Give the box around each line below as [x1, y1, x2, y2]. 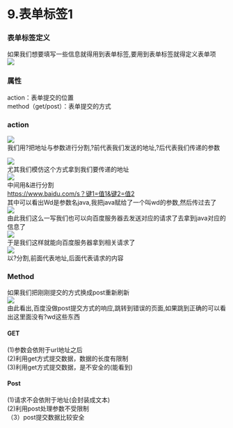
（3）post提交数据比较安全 [7, 413, 85, 421]
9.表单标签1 [7, 6, 73, 22]
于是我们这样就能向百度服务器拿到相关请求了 [7, 238, 136, 247]
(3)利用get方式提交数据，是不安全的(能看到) [7, 363, 134, 371]
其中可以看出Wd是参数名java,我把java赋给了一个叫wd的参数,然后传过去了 [7, 198, 217, 207]
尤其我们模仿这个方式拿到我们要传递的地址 [7, 165, 129, 174]
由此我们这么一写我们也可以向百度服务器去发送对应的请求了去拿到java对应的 [7, 214, 226, 223]
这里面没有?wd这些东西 [13, 312, 80, 321]
